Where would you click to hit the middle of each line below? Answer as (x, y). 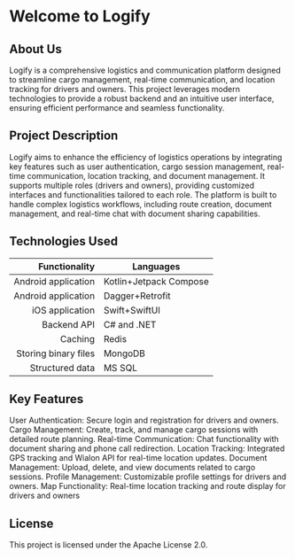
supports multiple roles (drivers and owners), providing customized (132, 185)
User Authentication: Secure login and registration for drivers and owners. (144, 420)
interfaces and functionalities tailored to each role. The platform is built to (143, 194)
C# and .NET (130, 324)
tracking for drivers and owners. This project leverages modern (125, 89)
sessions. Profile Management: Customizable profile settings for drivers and (148, 477)
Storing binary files (56, 353)
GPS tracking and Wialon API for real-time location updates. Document (138, 458)
